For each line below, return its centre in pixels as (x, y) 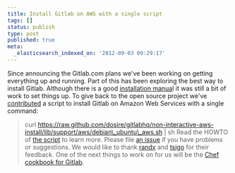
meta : (15, 47)
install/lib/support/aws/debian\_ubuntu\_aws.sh (94, 132)
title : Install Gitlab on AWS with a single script (85, 14)
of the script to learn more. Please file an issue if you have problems (124, 139)
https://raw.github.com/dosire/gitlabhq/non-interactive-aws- (126, 124)
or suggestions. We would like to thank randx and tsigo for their (117, 147)
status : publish (31, 27)
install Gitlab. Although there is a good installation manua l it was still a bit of (117, 88)
